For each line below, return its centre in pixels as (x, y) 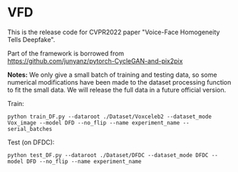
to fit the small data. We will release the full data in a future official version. (117, 90)
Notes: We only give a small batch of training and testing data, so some (112, 75)
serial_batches (30, 129)
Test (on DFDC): (31, 142)
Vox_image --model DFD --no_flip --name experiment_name (94, 123)
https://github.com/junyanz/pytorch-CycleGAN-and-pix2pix (95, 60)
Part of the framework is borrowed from (66, 53)
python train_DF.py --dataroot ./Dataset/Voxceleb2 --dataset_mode (110, 117)
